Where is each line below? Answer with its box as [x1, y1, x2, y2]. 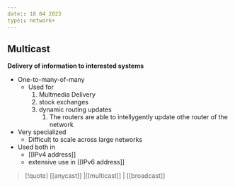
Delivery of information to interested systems [7, 61, 144, 71]
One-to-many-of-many [17, 76, 85, 84]
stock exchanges [38, 98, 88, 107]
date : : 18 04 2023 [7, 10, 62, 18]
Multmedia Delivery [38, 90, 96, 99]
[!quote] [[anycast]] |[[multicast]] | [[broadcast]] [24, 171, 166, 180]
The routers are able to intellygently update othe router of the [49, 113, 229, 121]
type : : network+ [7, 17, 55, 24]
